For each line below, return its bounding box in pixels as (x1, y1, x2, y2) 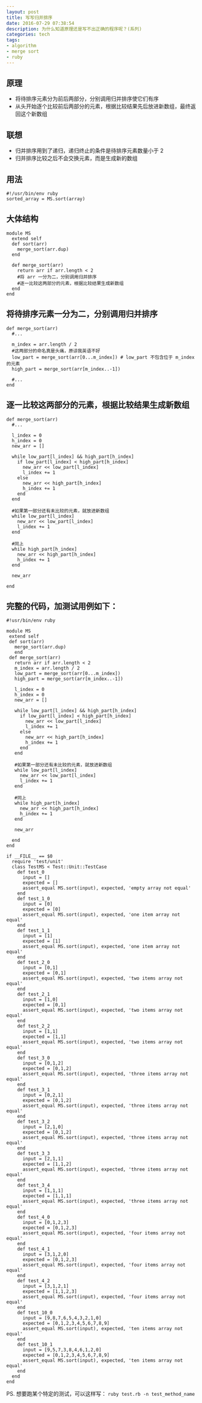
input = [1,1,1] (22, 1188, 64, 1194)
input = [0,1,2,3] (22, 1220, 69, 1226)
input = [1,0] (22, 997, 59, 1003)
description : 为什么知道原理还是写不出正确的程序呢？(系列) (6, 25, 143, 32)
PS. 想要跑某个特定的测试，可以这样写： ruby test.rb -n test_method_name (6, 1390, 195, 1398)
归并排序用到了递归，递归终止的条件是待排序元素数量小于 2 (15, 147, 164, 155)
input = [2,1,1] (22, 1156, 64, 1162)
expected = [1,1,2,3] (22, 1288, 78, 1295)
